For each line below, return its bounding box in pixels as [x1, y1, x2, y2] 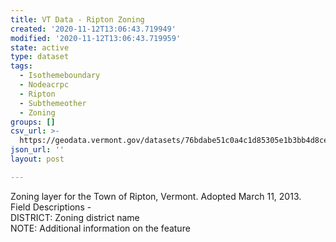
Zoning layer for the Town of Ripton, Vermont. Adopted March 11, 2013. [10, 190, 302, 202]
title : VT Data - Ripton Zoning [10, 14, 145, 25]
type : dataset [10, 52, 70, 62]
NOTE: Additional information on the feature [10, 222, 191, 234]
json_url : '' [10, 145, 65, 155]
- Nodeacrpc [19, 80, 70, 90]
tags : [10, 61, 33, 71]
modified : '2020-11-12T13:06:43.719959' [10, 33, 182, 43]
